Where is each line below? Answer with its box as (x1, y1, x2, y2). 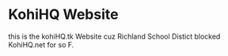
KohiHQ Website (8, 6, 119, 24)
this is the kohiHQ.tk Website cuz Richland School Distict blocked (8, 32, 221, 41)
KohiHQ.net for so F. (8, 39, 74, 49)
